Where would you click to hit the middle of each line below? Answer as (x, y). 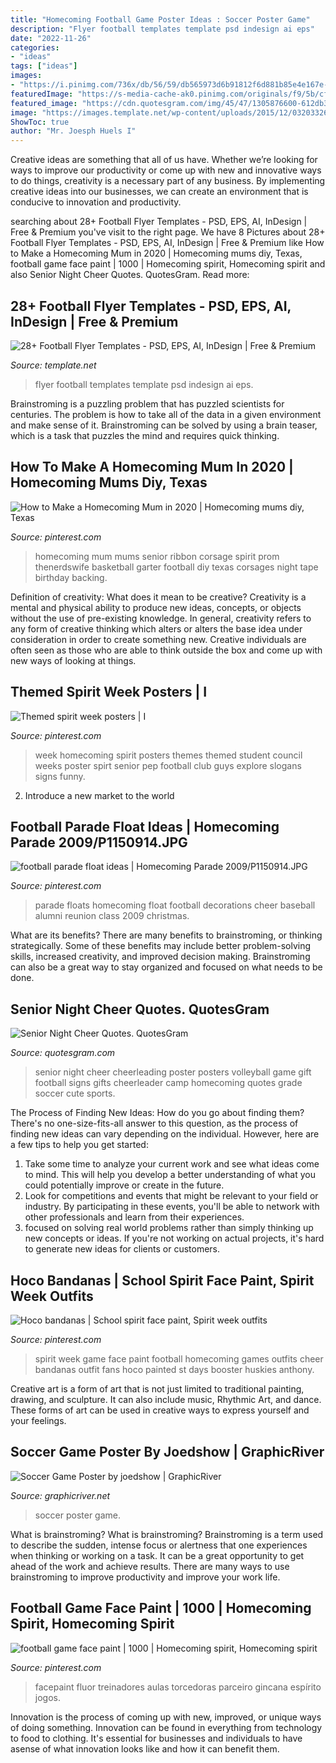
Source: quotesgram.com (63, 1053)
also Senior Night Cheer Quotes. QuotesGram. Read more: (130, 275)
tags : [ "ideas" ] (44, 66)
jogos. (47, 1697)
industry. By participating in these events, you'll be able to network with (172, 1207)
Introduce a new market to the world (99, 795)
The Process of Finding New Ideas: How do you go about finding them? (157, 1113)
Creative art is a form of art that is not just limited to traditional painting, (157, 1389)
